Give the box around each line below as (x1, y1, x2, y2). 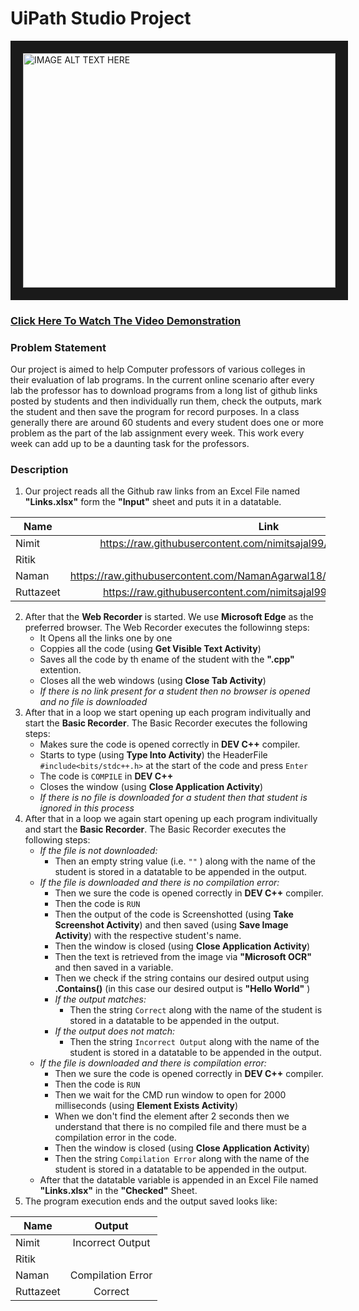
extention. (39, 664, 82, 676)
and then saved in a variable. (54, 962, 174, 974)
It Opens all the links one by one (39, 632, 173, 644)
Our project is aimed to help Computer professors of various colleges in (10, 363, 306, 376)
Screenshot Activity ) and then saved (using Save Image (54, 919, 289, 931)
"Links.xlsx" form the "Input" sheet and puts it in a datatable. (24, 496, 282, 508)
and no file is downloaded (39, 696, 148, 708)
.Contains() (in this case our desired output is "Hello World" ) (54, 983, 311, 995)
